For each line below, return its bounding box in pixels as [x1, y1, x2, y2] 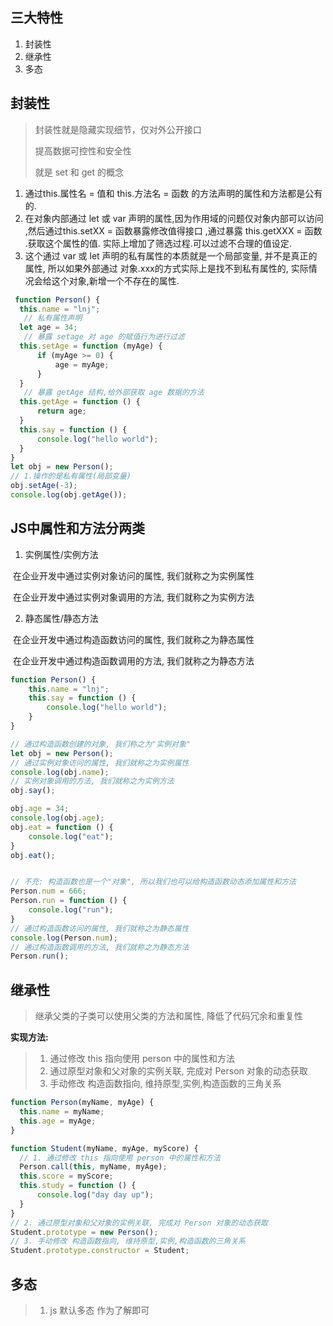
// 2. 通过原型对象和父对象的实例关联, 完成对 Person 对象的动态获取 [10, 1218, 268, 1228]
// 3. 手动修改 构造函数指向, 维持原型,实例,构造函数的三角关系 [10, 1236, 247, 1247]
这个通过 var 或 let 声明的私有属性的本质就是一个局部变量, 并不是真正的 [24, 249, 318, 262]
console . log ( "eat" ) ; [28, 831, 114, 842]
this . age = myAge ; [19, 1116, 97, 1126]
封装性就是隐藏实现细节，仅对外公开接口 [34, 123, 202, 135]
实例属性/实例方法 [24, 548, 99, 560]
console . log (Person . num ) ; [10, 933, 118, 943]
